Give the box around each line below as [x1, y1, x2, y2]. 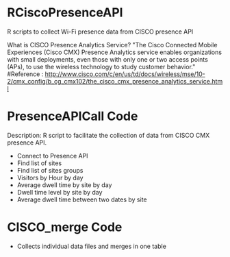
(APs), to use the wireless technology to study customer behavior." [7, 62, 196, 71]
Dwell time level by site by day [16, 188, 103, 196]
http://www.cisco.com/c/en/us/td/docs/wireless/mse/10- [44, 70, 205, 78]
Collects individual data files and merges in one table [16, 242, 166, 250]
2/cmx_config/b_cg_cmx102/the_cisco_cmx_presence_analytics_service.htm [7, 77, 223, 85]
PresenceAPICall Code [7, 108, 138, 124]
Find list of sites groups [16, 166, 84, 174]
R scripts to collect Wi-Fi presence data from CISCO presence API [7, 27, 194, 36]
